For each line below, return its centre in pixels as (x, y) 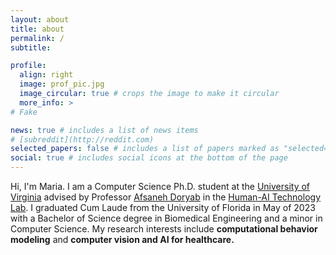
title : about (37, 29)
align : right (46, 75)
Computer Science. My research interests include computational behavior (164, 229)
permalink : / (37, 38)
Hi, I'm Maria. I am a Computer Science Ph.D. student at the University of (160, 186)
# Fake (24, 112)
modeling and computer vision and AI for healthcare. (122, 239)
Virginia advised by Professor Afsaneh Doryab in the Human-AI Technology (166, 197)
